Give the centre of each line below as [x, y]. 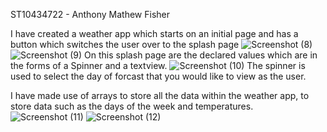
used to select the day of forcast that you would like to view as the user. [158, 76]
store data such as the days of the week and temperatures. [132, 106]
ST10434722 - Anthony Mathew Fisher [90, 14]
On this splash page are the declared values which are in [201, 55]
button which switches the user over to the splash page [125, 44]
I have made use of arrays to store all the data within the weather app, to [160, 95]
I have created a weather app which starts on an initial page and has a [154, 33]
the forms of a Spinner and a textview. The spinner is [158, 65]
